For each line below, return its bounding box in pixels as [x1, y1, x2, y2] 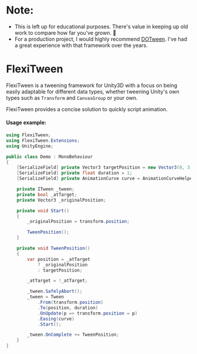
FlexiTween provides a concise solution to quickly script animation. [6, 105, 168, 112]
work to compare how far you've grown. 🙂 [14, 29, 117, 36]
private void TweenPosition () [16, 245, 91, 252]
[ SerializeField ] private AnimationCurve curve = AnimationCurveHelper [16, 176, 195, 182]
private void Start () [16, 208, 69, 213]
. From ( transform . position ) [37, 299, 104, 306]
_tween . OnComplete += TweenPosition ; [27, 332, 119, 338]
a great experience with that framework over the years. [14, 42, 148, 49]
